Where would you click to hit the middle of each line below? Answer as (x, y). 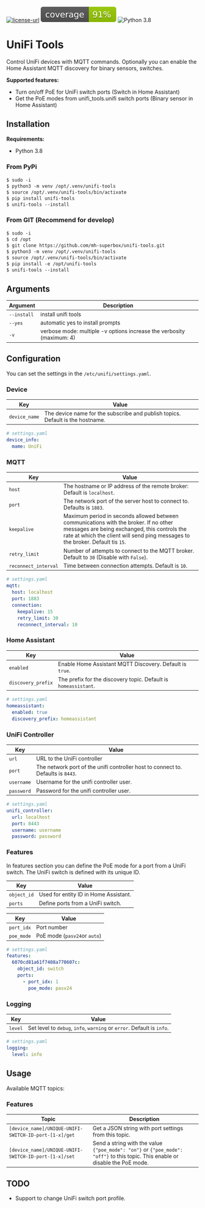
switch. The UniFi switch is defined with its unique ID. (73, 872)
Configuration (34, 359)
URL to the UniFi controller (69, 758)
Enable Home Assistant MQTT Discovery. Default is (122, 664)
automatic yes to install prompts (81, 323)
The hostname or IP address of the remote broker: (126, 486)
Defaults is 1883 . (84, 508)
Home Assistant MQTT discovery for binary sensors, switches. (85, 68)
